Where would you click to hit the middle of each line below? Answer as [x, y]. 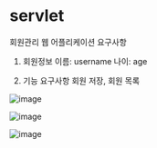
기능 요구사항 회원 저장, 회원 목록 [81, 80]
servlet [37, 16]
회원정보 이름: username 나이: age [85, 61]
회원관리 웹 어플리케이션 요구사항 [68, 42]
